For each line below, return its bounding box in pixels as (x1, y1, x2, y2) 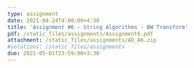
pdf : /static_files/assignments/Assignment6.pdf (7, 30, 154, 38)
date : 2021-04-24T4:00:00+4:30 (7, 17, 100, 24)
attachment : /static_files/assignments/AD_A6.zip (7, 37, 157, 44)
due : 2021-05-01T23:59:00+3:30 (7, 50, 100, 57)
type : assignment (7, 10, 59, 18)
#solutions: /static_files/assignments (7, 43, 125, 50)
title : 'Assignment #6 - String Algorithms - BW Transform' (7, 23, 189, 30)
